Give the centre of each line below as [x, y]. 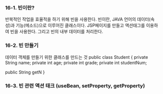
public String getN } [25, 72]
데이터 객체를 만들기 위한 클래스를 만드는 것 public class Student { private [77, 57]
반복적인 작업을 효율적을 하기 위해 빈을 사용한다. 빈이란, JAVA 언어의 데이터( [78, 19]
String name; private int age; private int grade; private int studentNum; [76, 63]
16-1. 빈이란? [20, 7]
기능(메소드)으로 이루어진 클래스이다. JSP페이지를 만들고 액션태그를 [80, 25]
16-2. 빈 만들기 [22, 46]
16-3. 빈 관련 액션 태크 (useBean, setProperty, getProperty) [75, 86]
